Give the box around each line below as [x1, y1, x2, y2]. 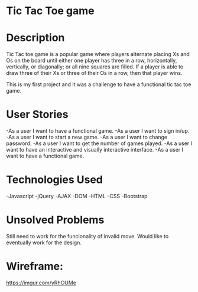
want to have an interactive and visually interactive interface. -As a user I [6, 146, 184, 153]
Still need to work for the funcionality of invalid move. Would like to [6, 232, 169, 239]
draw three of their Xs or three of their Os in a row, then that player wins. [6, 70, 183, 77]
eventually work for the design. [6, 239, 82, 246]
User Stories [6, 108, 69, 122]
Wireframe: [6, 260, 64, 273]
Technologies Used [6, 173, 103, 186]
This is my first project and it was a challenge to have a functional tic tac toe [6, 81, 191, 88]
